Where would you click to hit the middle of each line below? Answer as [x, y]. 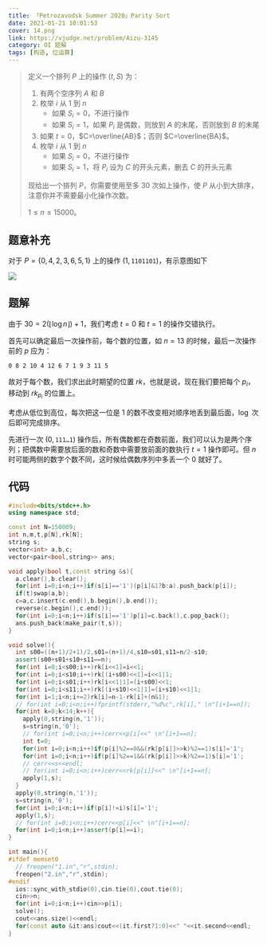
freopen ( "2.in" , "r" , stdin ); [62, 874]
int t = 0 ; [37, 741]
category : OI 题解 [37, 45]
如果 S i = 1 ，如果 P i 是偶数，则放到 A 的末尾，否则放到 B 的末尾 [155, 125]
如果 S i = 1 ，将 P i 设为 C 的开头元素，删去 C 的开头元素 [142, 168]
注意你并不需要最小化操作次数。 [80, 195]
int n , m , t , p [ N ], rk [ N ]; [46, 535]
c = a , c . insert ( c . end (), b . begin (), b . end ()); [87, 601]
